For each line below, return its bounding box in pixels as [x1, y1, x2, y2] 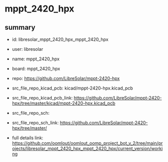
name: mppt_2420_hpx [12, 56, 60, 62]
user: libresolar [12, 46, 43, 52]
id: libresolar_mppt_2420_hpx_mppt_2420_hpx [12, 36, 109, 42]
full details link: [12, 135, 44, 141]
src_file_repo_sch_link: [12, 120, 59, 126]
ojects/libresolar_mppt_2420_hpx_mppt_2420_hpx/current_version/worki [12, 145, 163, 151]
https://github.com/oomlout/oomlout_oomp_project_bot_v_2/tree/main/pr [12, 140, 163, 146]
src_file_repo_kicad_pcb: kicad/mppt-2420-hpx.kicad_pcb [12, 85, 133, 91]
